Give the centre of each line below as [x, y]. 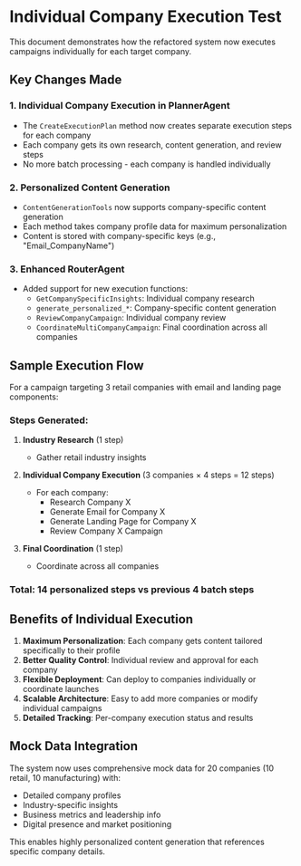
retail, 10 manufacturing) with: [65, 777]
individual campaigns [62, 708]
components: [34, 397]
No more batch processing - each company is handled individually [146, 164]
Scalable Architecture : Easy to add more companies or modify [140, 698]
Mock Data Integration [74, 746]
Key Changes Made [66, 80]
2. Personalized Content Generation [90, 188]
